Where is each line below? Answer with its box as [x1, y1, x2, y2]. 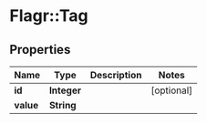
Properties [9, 42, 71, 57]
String [48, 99, 77, 111]
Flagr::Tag [9, 5, 88, 26]
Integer [48, 84, 82, 97]
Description [89, 69, 142, 81]
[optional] [150, 84, 193, 97]
